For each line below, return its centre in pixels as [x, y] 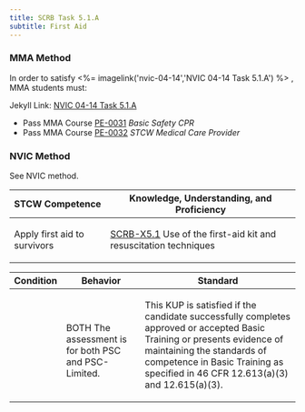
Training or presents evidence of [214, 339]
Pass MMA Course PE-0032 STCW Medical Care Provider [131, 132]
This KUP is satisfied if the [201, 306]
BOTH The [89, 328]
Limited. [84, 374]
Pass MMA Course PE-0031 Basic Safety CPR [108, 123]
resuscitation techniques [163, 246]
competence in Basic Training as [214, 362]
